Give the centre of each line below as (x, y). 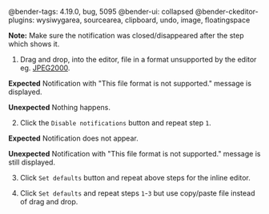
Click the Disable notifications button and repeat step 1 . (115, 123)
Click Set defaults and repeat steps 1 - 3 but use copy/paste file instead (137, 193)
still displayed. (32, 162)
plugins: (21, 20)
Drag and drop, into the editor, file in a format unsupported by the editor (138, 59)
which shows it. (34, 44)
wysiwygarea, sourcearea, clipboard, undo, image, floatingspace (143, 20)
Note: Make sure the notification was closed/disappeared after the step (126, 36)
